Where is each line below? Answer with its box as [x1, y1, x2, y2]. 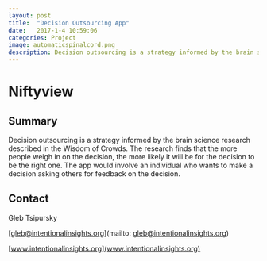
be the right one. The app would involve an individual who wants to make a [8, 160, 253, 170]
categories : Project [8, 33, 77, 42]
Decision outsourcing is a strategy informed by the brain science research [8, 136, 251, 144]
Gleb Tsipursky [8, 213, 58, 222]
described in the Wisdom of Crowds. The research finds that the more [8, 144, 238, 153]
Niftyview [8, 83, 74, 101]
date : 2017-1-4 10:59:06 [8, 26, 98, 34]
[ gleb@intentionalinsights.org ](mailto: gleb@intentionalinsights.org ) [8, 228, 229, 238]
